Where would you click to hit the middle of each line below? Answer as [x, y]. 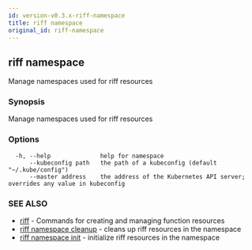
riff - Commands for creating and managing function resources [122, 221]
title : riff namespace [45, 23]
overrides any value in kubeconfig [67, 184]
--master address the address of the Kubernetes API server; [137, 176]
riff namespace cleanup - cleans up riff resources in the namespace [130, 229]
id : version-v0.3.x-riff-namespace [67, 15]
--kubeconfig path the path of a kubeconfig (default [123, 163]
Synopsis [26, 102]
